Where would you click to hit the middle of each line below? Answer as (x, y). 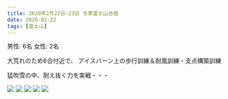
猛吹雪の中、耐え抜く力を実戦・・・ (58, 75)
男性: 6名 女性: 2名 (33, 46)
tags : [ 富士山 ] (27, 26)
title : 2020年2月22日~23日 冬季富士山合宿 (63, 13)
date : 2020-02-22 (32, 20)
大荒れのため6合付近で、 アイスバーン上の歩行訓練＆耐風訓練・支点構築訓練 (114, 61)
